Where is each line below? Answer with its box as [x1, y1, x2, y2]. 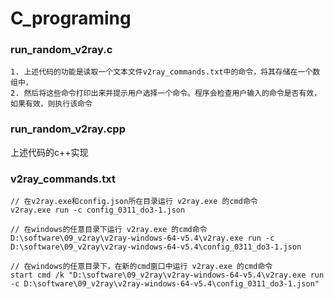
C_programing [10, 7, 132, 30]
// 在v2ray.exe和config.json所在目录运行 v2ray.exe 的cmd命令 [10, 197, 258, 207]
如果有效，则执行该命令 [10, 99, 93, 109]
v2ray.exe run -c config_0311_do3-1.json [10, 205, 186, 216]
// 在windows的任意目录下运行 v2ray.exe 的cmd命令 [10, 225, 208, 235]
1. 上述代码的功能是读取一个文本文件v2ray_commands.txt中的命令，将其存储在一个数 [10, 67, 321, 77]
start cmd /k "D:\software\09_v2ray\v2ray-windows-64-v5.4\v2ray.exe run [10, 270, 325, 281]
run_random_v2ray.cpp [10, 122, 126, 136]
